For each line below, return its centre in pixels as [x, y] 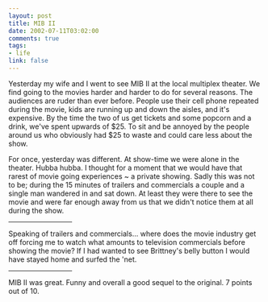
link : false [28, 61]
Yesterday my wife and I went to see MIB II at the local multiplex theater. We [134, 83]
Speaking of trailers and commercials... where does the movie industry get [132, 234]
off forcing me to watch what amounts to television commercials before [127, 242]
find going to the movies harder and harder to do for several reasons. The [130, 92]
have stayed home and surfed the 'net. [73, 259]
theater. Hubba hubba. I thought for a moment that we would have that [126, 168]
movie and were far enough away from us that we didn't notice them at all [131, 201]
